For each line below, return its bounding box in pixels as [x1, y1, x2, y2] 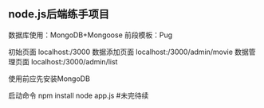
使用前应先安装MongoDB [8, 74, 90, 83]
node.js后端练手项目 [8, 7, 110, 21]
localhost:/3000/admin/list [30, 56, 118, 66]
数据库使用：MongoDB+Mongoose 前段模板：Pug [8, 30, 173, 40]
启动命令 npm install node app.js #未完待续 [8, 91, 149, 100]
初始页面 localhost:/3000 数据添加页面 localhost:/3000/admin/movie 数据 [8, 47, 250, 56]
